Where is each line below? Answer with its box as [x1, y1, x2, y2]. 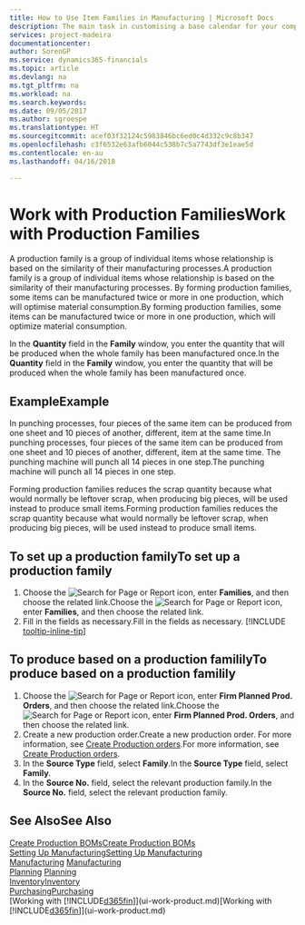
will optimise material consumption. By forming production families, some [9, 302, 281, 313]
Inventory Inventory [9, 876, 81, 887]
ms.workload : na [9, 89, 71, 98]
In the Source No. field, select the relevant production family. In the [22, 777, 272, 788]
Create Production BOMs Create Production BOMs [9, 837, 196, 848]
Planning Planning [9, 866, 77, 877]
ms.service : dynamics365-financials [9, 55, 148, 65]
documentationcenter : [9, 38, 92, 48]
